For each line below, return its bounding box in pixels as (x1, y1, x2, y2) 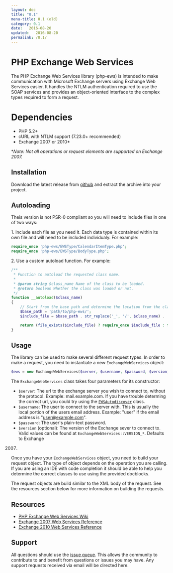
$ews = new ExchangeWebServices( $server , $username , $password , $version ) (11, 369, 170, 374)
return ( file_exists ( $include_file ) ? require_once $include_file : (20, 322, 165, 328)
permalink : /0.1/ (11, 35, 47, 40)
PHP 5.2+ (18, 128, 38, 134)
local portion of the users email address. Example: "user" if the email (18, 409, 159, 415)
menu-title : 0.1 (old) (11, 16, 58, 21)
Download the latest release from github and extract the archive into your (11, 181, 161, 187)
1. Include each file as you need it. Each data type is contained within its (11, 229, 159, 235)
